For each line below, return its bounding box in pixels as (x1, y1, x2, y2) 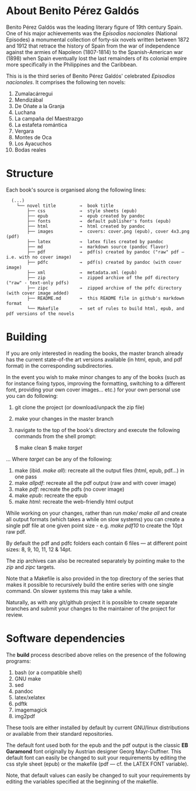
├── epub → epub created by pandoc (27, 213, 145, 219)
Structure (6, 167, 54, 180)
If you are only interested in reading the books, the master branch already (6, 350, 184, 357)
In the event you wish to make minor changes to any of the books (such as (6, 373, 185, 380)
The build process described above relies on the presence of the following (6, 651, 186, 658)
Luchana (14, 109, 36, 116)
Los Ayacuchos (14, 140, 52, 147)
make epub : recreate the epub (14, 492, 88, 499)
